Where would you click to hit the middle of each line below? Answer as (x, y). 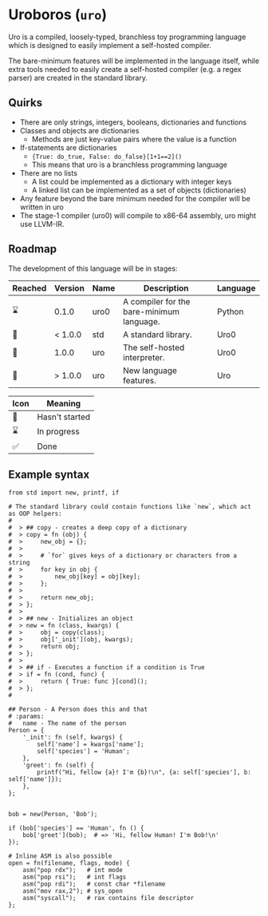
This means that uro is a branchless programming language (130, 165)
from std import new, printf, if (64, 493)
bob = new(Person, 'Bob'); (53, 815)
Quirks (25, 103)
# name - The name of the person (67, 724)
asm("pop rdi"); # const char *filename (94, 884)
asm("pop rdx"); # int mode (73, 870)
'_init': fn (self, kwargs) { (73, 738)
